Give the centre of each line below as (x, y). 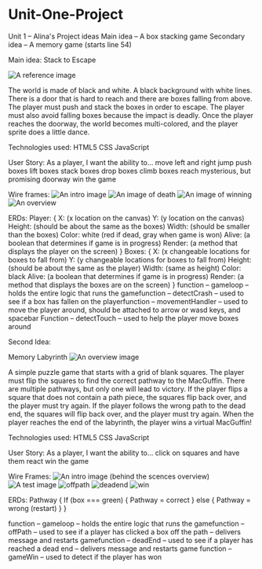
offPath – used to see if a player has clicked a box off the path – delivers (125, 531)
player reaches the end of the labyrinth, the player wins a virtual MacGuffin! (130, 422)
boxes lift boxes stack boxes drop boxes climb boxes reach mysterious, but (129, 171)
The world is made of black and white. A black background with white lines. (130, 90)
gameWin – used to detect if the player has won (85, 556)
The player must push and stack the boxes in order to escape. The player (126, 107)
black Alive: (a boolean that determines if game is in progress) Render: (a (126, 276)
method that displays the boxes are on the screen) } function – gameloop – (129, 284)
